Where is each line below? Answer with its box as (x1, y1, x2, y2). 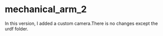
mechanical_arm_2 (5, 4, 87, 15)
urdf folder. (5, 25, 29, 31)
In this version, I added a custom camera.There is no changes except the (5, 20, 158, 26)
